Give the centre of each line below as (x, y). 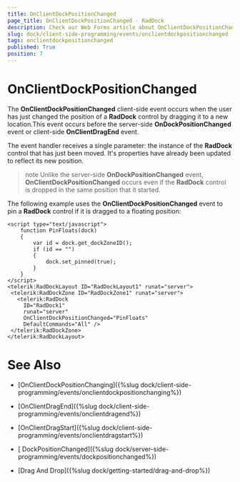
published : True (31, 47)
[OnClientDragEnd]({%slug (57, 406)
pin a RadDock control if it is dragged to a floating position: (94, 211)
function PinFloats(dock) (59, 230)
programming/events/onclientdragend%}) (79, 413)
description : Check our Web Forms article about (81, 27)
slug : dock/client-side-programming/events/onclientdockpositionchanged (118, 34)
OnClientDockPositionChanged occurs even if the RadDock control (125, 182)
